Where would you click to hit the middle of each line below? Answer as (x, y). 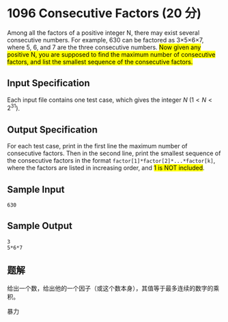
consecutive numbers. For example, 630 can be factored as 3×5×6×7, (105, 40)
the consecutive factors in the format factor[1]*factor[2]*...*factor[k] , (111, 161)
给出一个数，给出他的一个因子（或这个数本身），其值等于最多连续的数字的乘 (113, 288)
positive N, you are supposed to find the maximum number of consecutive (111, 54)
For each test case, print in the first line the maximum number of (97, 146)
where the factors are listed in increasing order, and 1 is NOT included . (106, 168)
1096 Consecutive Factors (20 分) (104, 13)
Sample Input (36, 189)
